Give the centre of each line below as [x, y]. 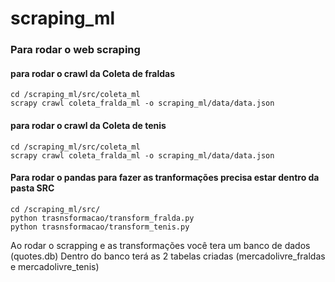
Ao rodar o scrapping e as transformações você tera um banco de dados [160, 245]
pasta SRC [32, 188]
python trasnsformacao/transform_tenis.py [100, 227]
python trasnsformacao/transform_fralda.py [102, 218]
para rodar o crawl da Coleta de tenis [88, 125]
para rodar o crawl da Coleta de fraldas [93, 73]
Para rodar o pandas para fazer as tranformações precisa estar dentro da [165, 178]
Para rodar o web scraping [75, 50]
